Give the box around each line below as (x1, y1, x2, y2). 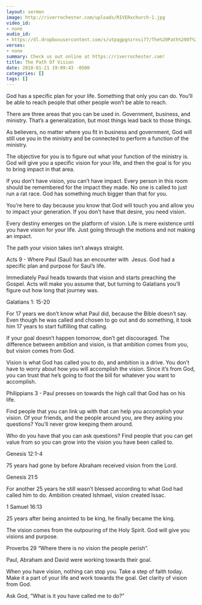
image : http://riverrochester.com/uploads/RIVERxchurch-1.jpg (6, 14, 165, 20)
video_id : (6, 20, 31, 26)
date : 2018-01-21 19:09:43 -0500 (6, 64, 90, 71)
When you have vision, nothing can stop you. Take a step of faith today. (6, 568, 183, 575)
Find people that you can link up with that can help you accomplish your (6, 408, 185, 415)
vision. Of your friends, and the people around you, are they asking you (6, 414, 183, 422)
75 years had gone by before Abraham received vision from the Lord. (6, 462, 177, 469)
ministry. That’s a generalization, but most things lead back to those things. (6, 117, 192, 124)
